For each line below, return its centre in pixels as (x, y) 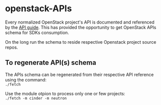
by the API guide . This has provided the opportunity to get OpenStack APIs (81, 27)
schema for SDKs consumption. (37, 32)
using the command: (26, 79)
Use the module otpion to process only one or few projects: (65, 93)
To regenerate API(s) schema (51, 63)
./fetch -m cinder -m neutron (36, 98)
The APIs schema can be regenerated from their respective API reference (79, 75)
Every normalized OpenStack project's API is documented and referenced (80, 22)
